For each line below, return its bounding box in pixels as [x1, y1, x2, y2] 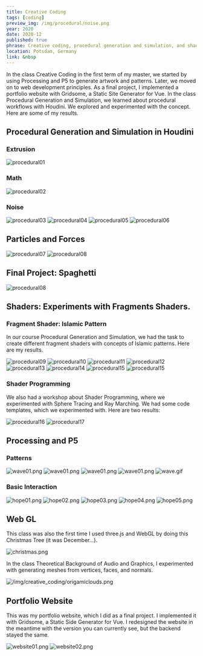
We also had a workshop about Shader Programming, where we [6, 393, 165, 401]
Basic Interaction [6, 483, 57, 491]
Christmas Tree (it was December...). [6, 537, 98, 544]
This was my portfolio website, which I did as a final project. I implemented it [6, 612, 196, 619]
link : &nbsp [6, 54, 36, 60]
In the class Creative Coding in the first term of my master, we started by [6, 70, 187, 78]
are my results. [6, 346, 43, 353]
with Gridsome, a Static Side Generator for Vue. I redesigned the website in [6, 618, 193, 626]
